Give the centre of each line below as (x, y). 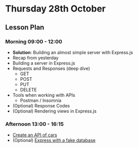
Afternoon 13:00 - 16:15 (34, 124)
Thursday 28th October (55, 9)
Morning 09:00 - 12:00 (34, 42)
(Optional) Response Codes (41, 105)
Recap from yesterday (36, 58)
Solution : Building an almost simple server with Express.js (73, 52)
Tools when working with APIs (44, 95)
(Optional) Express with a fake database (54, 140)
